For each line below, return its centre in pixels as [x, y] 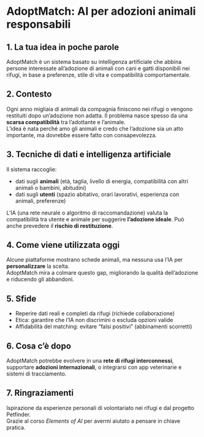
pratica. [16, 427]
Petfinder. [19, 414]
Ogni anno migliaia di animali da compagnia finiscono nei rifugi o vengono [100, 109]
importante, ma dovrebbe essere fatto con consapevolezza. [82, 135]
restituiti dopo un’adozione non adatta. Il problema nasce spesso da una [97, 116]
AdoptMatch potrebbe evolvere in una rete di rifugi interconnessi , [90, 361]
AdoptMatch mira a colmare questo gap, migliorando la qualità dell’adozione [102, 273]
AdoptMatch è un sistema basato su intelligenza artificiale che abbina [94, 62]
